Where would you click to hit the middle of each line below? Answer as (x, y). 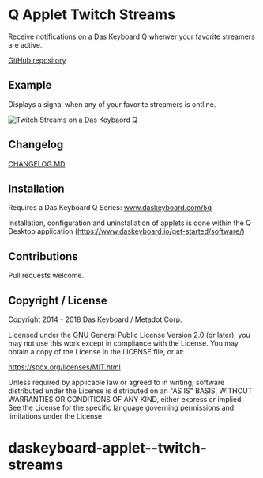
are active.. (26, 44)
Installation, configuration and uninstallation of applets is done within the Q (130, 223)
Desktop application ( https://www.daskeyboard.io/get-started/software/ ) (126, 231)
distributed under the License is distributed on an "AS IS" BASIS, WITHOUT (130, 391)
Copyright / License (58, 300)
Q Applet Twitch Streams (92, 15)
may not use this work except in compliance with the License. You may (123, 343)
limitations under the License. (56, 416)
